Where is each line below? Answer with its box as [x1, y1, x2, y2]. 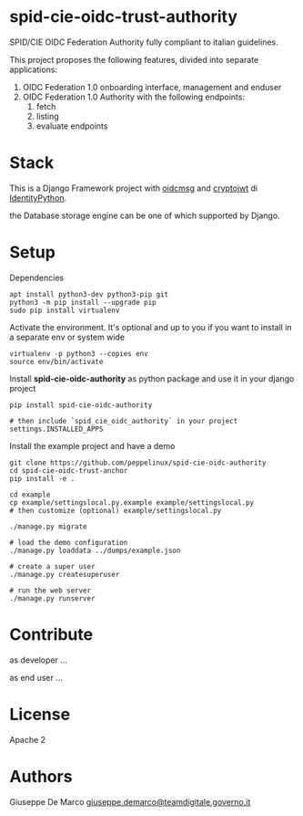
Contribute [9, 624, 94, 644]
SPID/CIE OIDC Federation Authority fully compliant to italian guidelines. [9, 37, 279, 47]
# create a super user [9, 561, 96, 571]
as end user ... [9, 672, 64, 683]
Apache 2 [9, 734, 46, 745]
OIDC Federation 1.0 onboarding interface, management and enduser [22, 81, 282, 92]
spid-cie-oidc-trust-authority [9, 6, 238, 27]
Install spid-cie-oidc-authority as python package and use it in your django [9, 372, 295, 384]
